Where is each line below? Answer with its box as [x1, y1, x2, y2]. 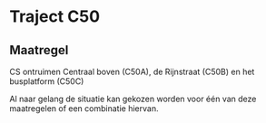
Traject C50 [9, 6, 101, 27]
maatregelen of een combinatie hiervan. [9, 103, 159, 114]
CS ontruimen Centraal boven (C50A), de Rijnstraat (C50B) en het [9, 66, 255, 77]
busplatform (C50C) [9, 76, 84, 87]
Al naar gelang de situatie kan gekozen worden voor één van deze [9, 93, 257, 104]
